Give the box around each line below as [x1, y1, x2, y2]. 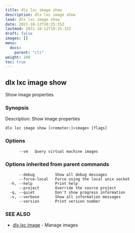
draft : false [5, 31, 33, 36]
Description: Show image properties [5, 116, 80, 122]
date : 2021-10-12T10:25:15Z [5, 21, 65, 27]
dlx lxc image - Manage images [12, 222, 78, 228]
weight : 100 [5, 54, 30, 60]
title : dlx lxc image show [5, 7, 62, 13]
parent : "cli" [14, 50, 44, 55]
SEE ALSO [5, 210, 31, 217]
